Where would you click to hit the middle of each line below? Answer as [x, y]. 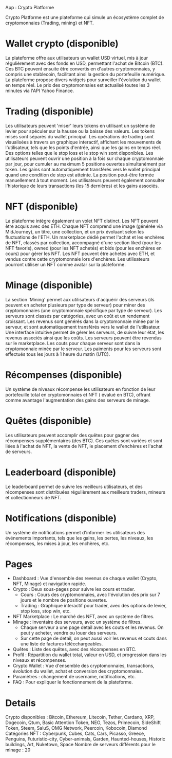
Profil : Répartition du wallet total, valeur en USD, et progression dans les [90, 655]
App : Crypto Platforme [30, 7]
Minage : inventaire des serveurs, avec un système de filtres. [77, 622]
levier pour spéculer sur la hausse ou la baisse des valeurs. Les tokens [80, 131]
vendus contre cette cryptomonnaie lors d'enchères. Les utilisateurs [78, 259]
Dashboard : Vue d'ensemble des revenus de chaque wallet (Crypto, [85, 579]
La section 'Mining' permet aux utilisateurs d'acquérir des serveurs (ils [80, 299]
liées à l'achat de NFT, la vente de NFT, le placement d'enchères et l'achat [84, 446]
